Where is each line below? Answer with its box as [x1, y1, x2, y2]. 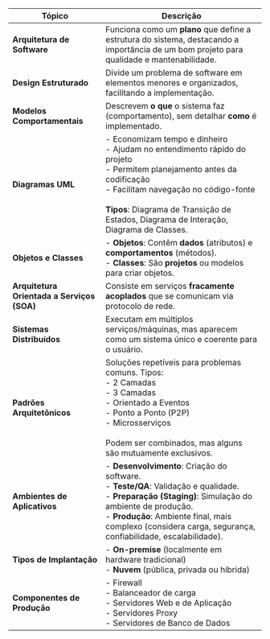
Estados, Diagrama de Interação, [105, 214, 229, 225]
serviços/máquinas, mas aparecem [105, 324, 238, 335]
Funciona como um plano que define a [105, 24, 252, 35]
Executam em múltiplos [105, 314, 194, 324]
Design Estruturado [12, 77, 89, 88]
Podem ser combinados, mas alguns [105, 438, 243, 448]
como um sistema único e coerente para [105, 334, 257, 344]
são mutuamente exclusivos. [105, 447, 213, 458]
